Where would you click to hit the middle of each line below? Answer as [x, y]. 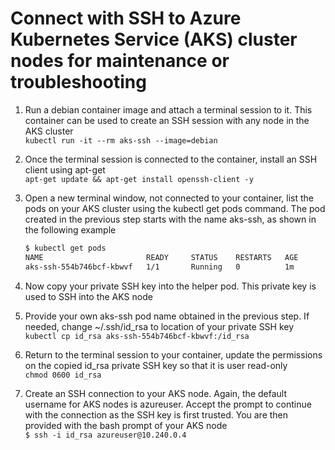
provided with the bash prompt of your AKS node [126, 425]
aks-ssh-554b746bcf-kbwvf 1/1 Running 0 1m [159, 267]
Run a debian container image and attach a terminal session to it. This [168, 109]
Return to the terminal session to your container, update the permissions [173, 354]
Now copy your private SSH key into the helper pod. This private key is [170, 286]
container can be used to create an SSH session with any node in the [167, 120]
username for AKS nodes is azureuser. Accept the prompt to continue [168, 404]
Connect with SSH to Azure [126, 18]
